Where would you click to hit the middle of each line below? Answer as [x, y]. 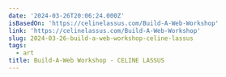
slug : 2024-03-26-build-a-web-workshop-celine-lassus [101, 38]
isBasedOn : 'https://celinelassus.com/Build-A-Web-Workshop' [114, 23]
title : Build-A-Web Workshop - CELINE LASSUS [86, 61]
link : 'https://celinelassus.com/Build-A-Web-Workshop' [104, 30]
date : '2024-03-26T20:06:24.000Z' [67, 16]
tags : [17, 46]
